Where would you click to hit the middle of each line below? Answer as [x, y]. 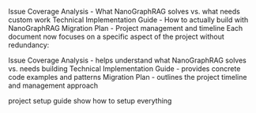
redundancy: [29, 45]
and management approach [53, 85]
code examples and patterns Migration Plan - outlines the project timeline [128, 77]
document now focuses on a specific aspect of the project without [117, 36]
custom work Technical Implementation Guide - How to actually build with [128, 20]
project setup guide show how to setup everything [90, 101]
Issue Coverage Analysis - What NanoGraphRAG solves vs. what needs [124, 11]
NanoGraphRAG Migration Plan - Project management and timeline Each [126, 28]
